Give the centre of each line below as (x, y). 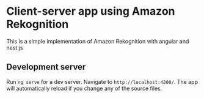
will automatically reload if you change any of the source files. (84, 88)
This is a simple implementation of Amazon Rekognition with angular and (98, 41)
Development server (46, 67)
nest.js (15, 48)
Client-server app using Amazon (91, 11)
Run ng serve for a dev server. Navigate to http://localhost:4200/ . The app (102, 81)
